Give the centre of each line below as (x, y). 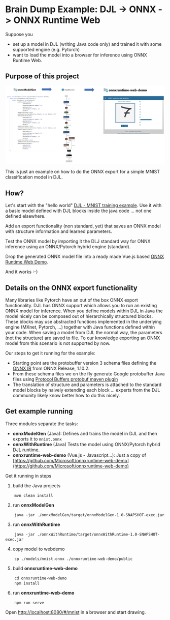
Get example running (39, 411)
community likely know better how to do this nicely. (66, 395)
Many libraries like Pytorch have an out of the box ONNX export (72, 300)
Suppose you (19, 34)
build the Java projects (37, 485)
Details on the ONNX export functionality (72, 288)
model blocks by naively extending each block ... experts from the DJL (86, 390)
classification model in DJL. (34, 177)
